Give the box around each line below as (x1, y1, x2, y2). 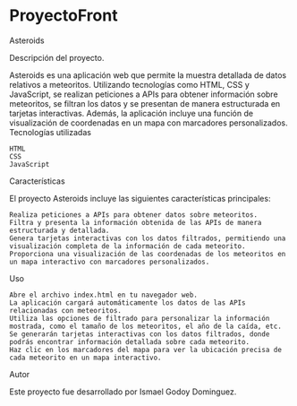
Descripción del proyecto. (9, 52, 105, 63)
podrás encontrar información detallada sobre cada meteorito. (9, 337, 250, 346)
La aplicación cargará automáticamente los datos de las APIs (9, 298, 246, 307)
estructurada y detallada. (9, 226, 110, 235)
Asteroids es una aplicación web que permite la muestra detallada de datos (9, 69, 287, 81)
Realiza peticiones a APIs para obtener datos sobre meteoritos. (9, 210, 258, 220)
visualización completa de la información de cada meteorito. (9, 241, 246, 251)
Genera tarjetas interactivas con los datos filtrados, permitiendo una (9, 234, 286, 243)
